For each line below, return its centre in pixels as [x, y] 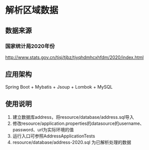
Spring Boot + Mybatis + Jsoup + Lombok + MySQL [59, 87]
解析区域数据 [32, 10]
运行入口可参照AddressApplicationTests [54, 136]
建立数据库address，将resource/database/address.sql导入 [73, 117]
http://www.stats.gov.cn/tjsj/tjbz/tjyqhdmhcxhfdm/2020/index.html [74, 57]
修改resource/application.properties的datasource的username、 [78, 123]
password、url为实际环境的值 [43, 129]
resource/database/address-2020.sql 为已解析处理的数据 [72, 142]
